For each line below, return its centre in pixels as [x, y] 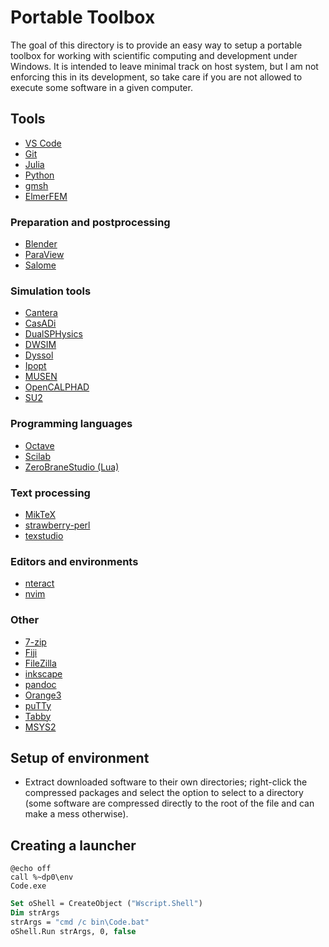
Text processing [50, 493]
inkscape [43, 673]
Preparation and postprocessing [90, 222]
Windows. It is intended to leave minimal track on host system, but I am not [164, 66]
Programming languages [71, 424]
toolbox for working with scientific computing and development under [154, 55]
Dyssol [39, 355]
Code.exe [28, 886]
